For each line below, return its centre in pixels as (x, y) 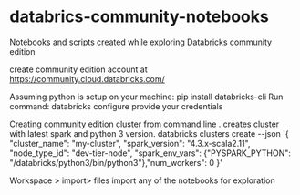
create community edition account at (78, 69)
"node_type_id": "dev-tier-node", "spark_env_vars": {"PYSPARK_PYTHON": (150, 153)
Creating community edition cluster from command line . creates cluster (145, 124)
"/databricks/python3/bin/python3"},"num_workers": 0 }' (116, 162)
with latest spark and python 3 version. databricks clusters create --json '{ (149, 133)
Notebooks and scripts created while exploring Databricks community (140, 42)
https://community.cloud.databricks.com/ (88, 78)
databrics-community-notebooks (139, 17)
